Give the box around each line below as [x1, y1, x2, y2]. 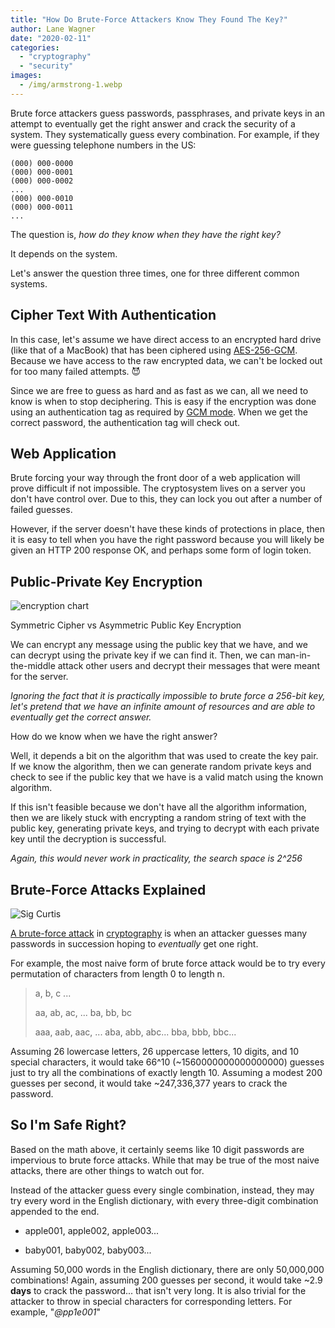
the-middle [10, 660, 56, 672]
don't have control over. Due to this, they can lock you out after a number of [10, 493, 323, 505]
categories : [10, 42, 60, 53]
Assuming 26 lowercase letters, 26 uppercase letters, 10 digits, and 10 [10, 1046, 300, 1057]
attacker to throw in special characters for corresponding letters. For [10, 1295, 293, 1307]
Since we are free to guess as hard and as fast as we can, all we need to [10, 384, 309, 396]
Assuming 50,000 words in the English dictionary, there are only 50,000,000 [10, 1263, 325, 1275]
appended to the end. [10, 1205, 100, 1217]
